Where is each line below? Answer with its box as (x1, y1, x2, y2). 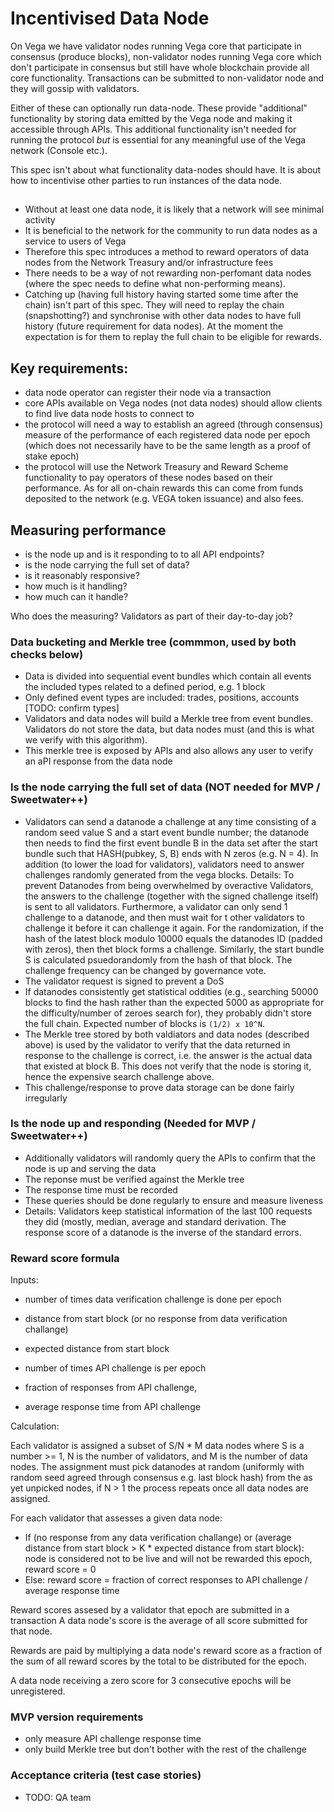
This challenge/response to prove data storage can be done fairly (24, 1081, 295, 1093)
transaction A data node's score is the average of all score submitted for (10, 1615, 308, 1627)
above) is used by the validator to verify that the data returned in (24, 1038, 291, 1051)
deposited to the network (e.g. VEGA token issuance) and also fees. (24, 493, 304, 505)
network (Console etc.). (10, 144, 108, 156)
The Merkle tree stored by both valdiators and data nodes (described (24, 1028, 310, 1040)
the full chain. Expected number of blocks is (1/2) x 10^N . (24, 1017, 265, 1029)
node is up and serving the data (24, 1162, 157, 1174)
